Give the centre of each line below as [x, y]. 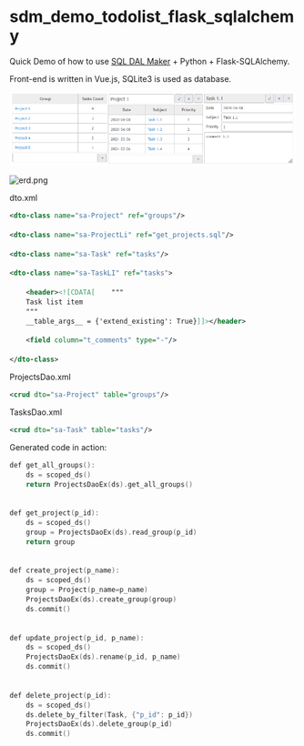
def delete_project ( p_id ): [61, 695]
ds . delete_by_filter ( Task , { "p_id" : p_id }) [110, 715]
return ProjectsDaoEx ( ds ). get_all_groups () [110, 484]
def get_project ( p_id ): [55, 513]
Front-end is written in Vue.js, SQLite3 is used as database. [121, 78]
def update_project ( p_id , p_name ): [77, 638]
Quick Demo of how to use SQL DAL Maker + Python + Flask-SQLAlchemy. [150, 61]
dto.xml [24, 198]
